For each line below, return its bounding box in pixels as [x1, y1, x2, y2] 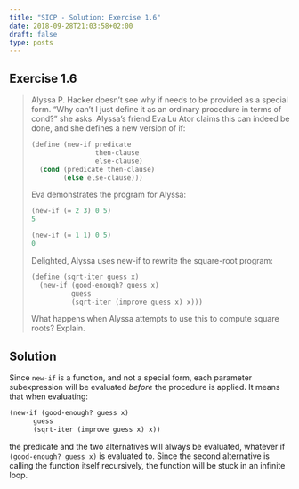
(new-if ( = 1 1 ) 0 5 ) [30, 231, 112, 240]
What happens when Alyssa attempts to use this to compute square [30, 314, 279, 324]
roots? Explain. [30, 322, 86, 334]
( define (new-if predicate [30, 140, 132, 150]
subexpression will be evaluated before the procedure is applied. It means [9, 382, 280, 393]
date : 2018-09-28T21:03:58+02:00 [9, 21, 133, 30]
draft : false [9, 29, 58, 38]
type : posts [9, 37, 53, 47]
